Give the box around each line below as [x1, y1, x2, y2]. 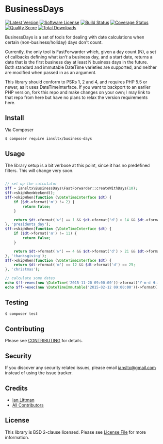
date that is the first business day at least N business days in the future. [5, 59, 148, 65]
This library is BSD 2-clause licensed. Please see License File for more [5, 429, 147, 435]
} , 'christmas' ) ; [5, 267, 40, 272]
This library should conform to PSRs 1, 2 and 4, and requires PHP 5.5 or [5, 79, 147, 85]
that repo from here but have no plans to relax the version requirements [5, 94, 148, 100]
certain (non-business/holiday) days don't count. [5, 39, 103, 45]
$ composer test [5, 311, 38, 316]
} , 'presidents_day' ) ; [5, 222, 51, 227]
